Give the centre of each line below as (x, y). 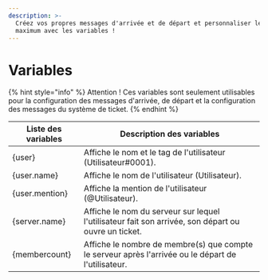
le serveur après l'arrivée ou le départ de (160, 254)
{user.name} (35, 175)
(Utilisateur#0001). (120, 162)
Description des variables (169, 134)
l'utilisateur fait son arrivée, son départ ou (162, 222)
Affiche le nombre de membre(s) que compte (168, 245)
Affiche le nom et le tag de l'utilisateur (154, 153)
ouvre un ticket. (112, 231)
